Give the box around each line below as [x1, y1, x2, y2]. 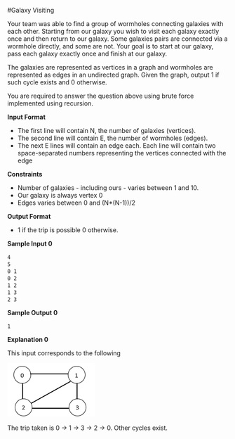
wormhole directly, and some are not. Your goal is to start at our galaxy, [7, 42, 214, 50]
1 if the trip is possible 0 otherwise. [17, 226, 119, 234]
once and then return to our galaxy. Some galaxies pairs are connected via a [7, 34, 228, 43]
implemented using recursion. [7, 99, 93, 108]
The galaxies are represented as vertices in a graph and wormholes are [7, 63, 213, 71]
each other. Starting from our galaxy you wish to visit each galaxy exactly [7, 27, 220, 35]
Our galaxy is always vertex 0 [17, 191, 103, 199]
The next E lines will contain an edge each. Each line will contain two [17, 141, 216, 150]
